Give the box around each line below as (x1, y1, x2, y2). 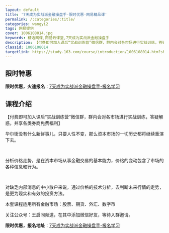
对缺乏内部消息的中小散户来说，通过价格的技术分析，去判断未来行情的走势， (5, 184, 164, 190)
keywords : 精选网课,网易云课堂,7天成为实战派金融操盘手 (5, 36, 110, 41)
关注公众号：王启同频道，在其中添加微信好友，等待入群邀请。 (5, 212, 133, 218)
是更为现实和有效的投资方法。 (5, 190, 67, 196)
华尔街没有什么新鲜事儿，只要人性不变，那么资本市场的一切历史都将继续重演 (5, 131, 164, 137)
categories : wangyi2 (5, 21, 49, 27)
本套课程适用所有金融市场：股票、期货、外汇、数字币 (5, 201, 116, 207)
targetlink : (5, 49, 30, 54)
